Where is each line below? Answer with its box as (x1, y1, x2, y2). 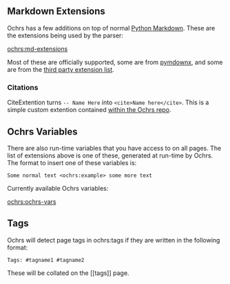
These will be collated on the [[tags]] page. (7, 269, 129, 277)
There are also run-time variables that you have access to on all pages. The (7, 144, 222, 152)
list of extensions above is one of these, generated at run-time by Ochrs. (7, 151, 213, 160)
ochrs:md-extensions (7, 44, 68, 53)
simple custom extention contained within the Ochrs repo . (7, 106, 171, 114)
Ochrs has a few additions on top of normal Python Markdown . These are (7, 23, 216, 32)
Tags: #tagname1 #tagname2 (7, 256, 85, 263)
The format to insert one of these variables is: (7, 158, 137, 167)
